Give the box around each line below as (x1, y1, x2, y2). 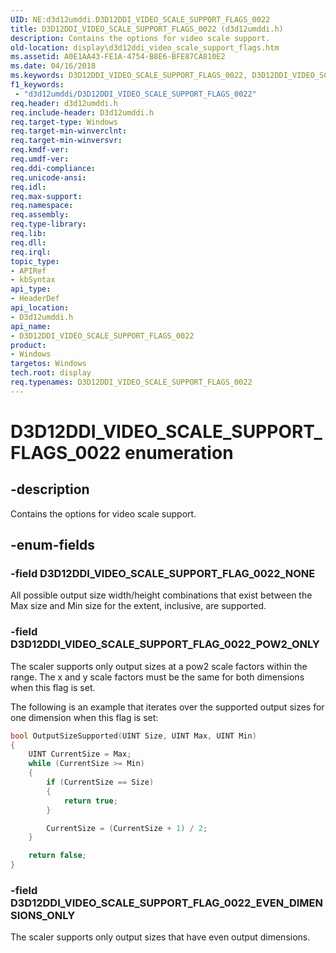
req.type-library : (10, 219, 87, 230)
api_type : (10, 284, 52, 295)
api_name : (10, 321, 52, 331)
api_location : (10, 303, 70, 313)
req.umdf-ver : (10, 154, 70, 164)
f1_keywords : (10, 80, 65, 90)
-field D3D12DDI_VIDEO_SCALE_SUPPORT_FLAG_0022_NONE (10, 567, 316, 581)
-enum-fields (10, 537, 95, 554)
